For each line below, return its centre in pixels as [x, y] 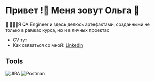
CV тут [20, 40]
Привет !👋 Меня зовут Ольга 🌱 [72, 10]
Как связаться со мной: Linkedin [48, 45]
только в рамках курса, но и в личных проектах [57, 30]
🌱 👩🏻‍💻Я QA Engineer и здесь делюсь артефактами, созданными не [77, 24]
